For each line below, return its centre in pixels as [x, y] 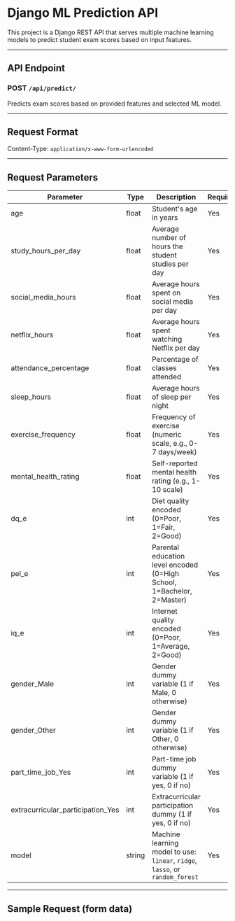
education [168, 556]
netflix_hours [32, 335]
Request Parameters [53, 177]
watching [167, 339]
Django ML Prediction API [83, 13]
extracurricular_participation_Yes [65, 810]
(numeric [166, 435]
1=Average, [171, 647]
